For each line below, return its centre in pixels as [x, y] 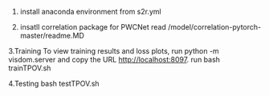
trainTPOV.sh [30, 68]
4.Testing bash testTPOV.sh [54, 84]
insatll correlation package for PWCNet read [93, 27]
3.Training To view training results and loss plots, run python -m [114, 51]
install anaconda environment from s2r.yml [91, 12]
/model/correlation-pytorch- [214, 27]
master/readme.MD [52, 36]
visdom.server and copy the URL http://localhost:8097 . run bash [114, 60]
